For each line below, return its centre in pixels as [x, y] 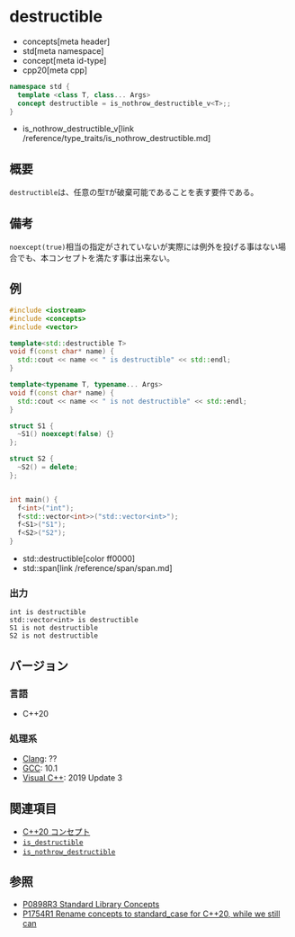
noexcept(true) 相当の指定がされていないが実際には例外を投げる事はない [144, 247]
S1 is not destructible [54, 628]
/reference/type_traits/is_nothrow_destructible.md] [116, 138]
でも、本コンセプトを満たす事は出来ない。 [96, 258]
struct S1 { [31, 426]
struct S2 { [31, 459]
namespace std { [40, 86]
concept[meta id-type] [64, 60]
